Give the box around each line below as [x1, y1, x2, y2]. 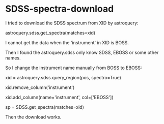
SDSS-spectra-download [5, 3, 114, 15]
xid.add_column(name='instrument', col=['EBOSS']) [5, 94, 114, 100]
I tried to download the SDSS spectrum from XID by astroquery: [5, 20, 139, 26]
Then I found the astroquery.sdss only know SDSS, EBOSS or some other [5, 49, 159, 55]
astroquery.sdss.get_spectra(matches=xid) [5, 29, 96, 36]
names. [5, 54, 21, 61]
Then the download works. [5, 114, 62, 120]
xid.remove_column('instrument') [5, 84, 75, 90]
